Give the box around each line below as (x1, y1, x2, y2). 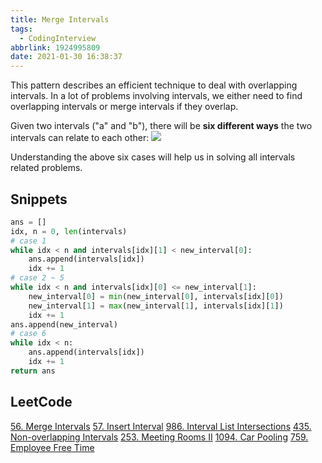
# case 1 (10, 236, 47, 246)
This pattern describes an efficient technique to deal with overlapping (10, 79, 298, 91)
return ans (10, 366, 56, 376)
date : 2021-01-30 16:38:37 (10, 52, 123, 62)
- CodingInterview (19, 33, 97, 43)
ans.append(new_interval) (10, 319, 118, 330)
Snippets (10, 191, 68, 208)
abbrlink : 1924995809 (10, 42, 101, 53)
